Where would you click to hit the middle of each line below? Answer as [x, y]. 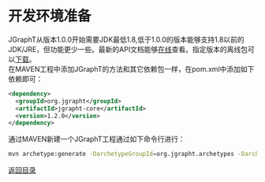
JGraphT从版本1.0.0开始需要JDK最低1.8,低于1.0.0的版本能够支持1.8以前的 [126, 39]
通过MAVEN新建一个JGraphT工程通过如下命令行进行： [97, 139]
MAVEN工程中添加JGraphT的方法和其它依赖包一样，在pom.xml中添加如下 [134, 69]
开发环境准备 [50, 16]
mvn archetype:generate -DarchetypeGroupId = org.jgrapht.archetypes [121, 154]
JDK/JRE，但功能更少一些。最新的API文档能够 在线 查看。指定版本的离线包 [128, 49]
